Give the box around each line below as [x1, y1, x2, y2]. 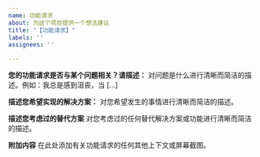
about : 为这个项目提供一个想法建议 [8, 19, 110, 27]
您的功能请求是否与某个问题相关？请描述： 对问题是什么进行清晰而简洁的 [8, 70, 245, 80]
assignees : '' [8, 41, 55, 49]
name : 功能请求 [8, 11, 54, 20]
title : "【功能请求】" [8, 26, 76, 34]
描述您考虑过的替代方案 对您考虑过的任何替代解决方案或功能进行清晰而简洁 [8, 114, 252, 123]
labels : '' [8, 33, 44, 42]
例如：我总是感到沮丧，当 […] [21, 80, 118, 90]
